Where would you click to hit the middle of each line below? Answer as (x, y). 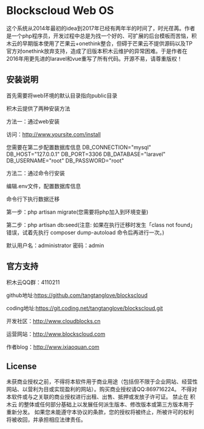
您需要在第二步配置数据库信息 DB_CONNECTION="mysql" (79, 147)
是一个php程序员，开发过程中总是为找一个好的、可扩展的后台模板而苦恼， (99, 36)
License (22, 366)
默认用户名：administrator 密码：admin (55, 245)
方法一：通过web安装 (33, 121)
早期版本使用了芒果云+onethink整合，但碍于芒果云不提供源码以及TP (107, 43)
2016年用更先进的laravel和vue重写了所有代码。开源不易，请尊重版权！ (94, 58)
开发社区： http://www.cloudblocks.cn (53, 321)
